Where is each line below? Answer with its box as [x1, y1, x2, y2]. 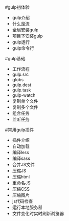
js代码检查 [12, 199, 33, 204]
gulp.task [12, 87, 31, 93]
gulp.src [12, 71, 29, 77]
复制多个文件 [12, 104, 38, 110]
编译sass [12, 155, 30, 161]
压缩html [12, 174, 30, 179]
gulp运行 [12, 39, 30, 45]
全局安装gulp [12, 27, 39, 33]
